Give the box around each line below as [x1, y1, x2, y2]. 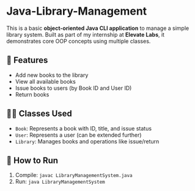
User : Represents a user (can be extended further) [15, 131, 142, 139]
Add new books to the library [15, 71, 89, 79]
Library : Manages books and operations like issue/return [15, 137, 160, 145]
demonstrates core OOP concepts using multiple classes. [6, 37, 151, 45]
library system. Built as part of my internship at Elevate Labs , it [6, 31, 165, 38]
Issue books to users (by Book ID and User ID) [15, 84, 132, 92]
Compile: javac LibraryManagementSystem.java [15, 171, 133, 179]
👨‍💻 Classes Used [6, 109, 72, 119]
